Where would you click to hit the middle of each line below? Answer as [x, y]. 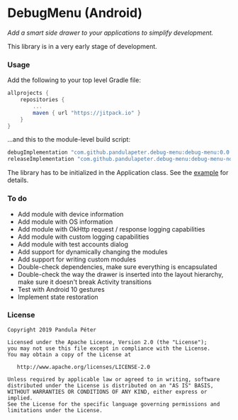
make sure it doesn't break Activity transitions [85, 282]
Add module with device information [70, 214]
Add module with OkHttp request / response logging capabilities [111, 229]
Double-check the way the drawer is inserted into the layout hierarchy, [120, 274]
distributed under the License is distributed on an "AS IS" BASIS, [110, 385]
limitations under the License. [55, 410]
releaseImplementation [41, 159]
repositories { [42, 100]
